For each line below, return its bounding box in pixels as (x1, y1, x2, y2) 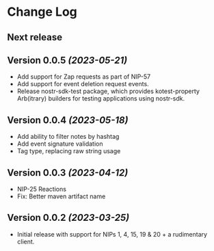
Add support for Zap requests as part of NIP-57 (16, 72, 151, 81)
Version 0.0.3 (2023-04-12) (7, 167, 129, 179)
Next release (7, 31, 63, 43)
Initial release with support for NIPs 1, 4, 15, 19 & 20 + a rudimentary (16, 230, 207, 238)
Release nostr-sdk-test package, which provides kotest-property (16, 87, 200, 96)
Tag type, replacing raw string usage (16, 147, 121, 155)
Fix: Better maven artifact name (16, 192, 106, 200)
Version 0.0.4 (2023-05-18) (7, 114, 129, 126)
